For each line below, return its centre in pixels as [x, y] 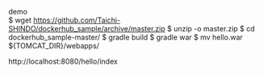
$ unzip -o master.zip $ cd [211, 29]
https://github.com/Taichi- [77, 20]
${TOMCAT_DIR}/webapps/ [54, 46]
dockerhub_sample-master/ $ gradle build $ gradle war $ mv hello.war [126, 37]
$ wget [20, 20]
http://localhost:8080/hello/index [63, 61]
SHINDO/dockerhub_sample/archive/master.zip [87, 29]
